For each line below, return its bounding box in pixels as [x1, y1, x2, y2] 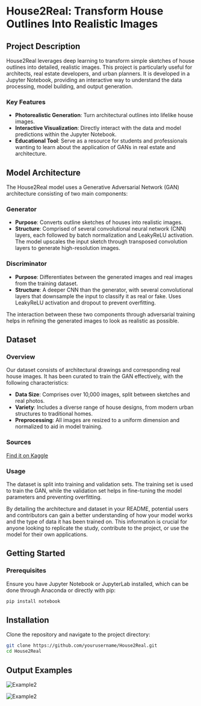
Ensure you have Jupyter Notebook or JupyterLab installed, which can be [6, 580, 189, 587]
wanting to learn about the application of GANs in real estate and [14, 144, 176, 151]
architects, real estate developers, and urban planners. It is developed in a [6, 70, 190, 77]
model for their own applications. [6, 530, 88, 538]
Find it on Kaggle [6, 452, 48, 459]
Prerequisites [6, 566, 46, 575]
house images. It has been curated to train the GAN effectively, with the [6, 373, 184, 380]
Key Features [6, 98, 46, 106]
